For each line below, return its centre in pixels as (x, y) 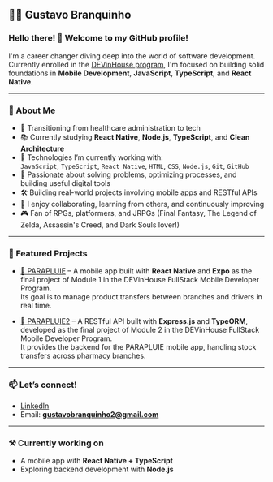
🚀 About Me (32, 110)
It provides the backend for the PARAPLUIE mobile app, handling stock (138, 347)
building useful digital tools (65, 183)
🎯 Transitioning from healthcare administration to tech (110, 127)
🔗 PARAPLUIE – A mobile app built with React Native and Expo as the (136, 271)
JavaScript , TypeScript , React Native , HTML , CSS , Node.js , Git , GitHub (134, 166)
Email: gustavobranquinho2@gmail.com (89, 414)
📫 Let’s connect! (43, 385)
